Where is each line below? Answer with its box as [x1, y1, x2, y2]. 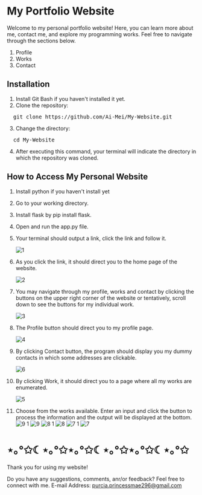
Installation [7, 79, 50, 89]
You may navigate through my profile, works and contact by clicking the [15, 288, 195, 295]
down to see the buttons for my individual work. [15, 300, 134, 308]
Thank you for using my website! [7, 464, 88, 471]
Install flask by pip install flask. [15, 211, 92, 218]
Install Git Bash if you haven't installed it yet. [15, 95, 126, 102]
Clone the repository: [15, 102, 69, 109]
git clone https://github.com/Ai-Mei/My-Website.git [13, 113, 172, 120]
